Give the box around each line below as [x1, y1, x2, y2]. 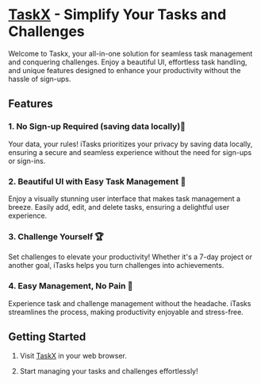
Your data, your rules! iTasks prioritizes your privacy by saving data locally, [8, 139, 253, 149]
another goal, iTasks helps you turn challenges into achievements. [8, 261, 225, 270]
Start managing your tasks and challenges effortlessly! [19, 367, 198, 376]
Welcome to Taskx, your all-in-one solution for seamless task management [8, 48, 253, 58]
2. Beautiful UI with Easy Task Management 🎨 [8, 176, 186, 187]
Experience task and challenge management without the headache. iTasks [8, 298, 251, 308]
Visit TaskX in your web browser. [19, 351, 127, 361]
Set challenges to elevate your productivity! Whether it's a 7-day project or [8, 252, 252, 262]
